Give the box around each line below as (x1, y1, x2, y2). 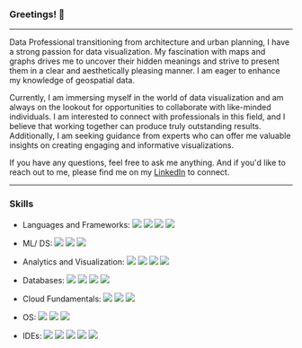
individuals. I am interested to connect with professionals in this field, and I (9, 111, 286, 122)
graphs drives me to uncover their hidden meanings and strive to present (9, 56, 280, 66)
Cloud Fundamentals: (22, 293, 102, 304)
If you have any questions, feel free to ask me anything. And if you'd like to (9, 157, 286, 169)
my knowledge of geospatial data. (9, 75, 135, 86)
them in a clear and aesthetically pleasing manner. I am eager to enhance (9, 65, 280, 76)
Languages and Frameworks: (22, 219, 130, 230)
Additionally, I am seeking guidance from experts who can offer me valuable (9, 130, 291, 142)
